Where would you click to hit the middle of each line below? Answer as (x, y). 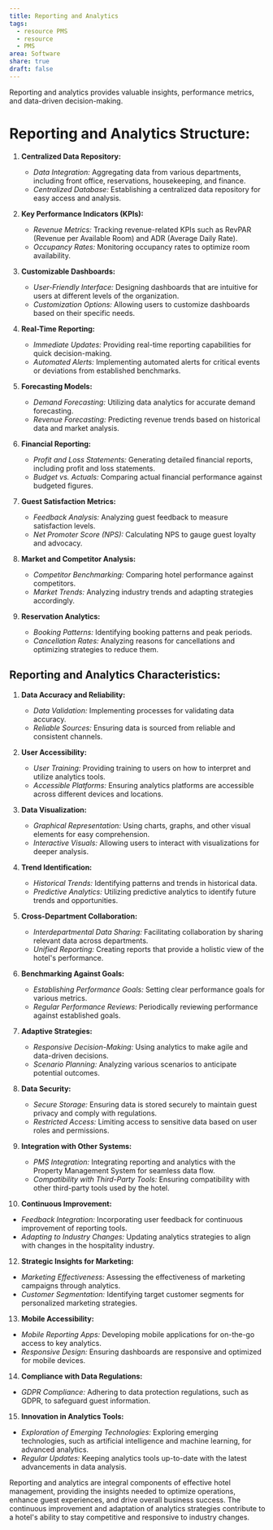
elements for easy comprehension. (91, 834)
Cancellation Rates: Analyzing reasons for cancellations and (134, 641)
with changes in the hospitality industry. (88, 1245)
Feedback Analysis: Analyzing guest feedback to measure (130, 517)
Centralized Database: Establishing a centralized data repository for (147, 189)
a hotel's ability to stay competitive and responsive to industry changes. (130, 1517)
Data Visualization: (54, 809)
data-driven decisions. (71, 1055)
